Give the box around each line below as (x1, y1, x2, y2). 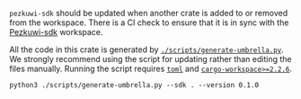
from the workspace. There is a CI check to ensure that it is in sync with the (9, 17, 289, 28)
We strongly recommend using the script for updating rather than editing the (9, 54, 292, 64)
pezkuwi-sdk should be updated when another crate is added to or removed (9, 8, 288, 18)
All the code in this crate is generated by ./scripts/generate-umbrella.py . (9, 44, 285, 55)
